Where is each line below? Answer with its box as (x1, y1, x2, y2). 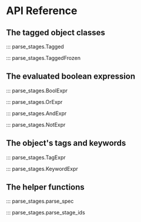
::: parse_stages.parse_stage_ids (6, 209, 85, 216)
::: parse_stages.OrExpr (6, 98, 63, 105)
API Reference (6, 4, 78, 18)
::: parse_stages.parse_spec (6, 198, 74, 205)
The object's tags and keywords (6, 138, 126, 148)
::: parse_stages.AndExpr (6, 110, 67, 117)
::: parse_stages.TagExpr (6, 154, 66, 161)
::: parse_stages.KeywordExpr (6, 165, 78, 172)
